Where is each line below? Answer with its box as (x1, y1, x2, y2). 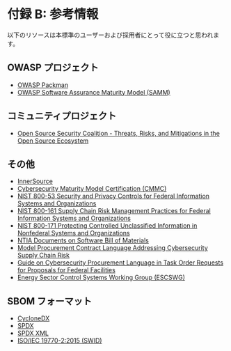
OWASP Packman (17, 81, 68, 89)
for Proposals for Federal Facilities (17, 266, 116, 274)
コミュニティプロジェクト (7, 110, 117, 122)
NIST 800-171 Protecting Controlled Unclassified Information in (17, 221, 198, 230)
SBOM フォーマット (7, 295, 93, 307)
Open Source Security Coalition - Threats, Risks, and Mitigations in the (17, 129, 221, 137)
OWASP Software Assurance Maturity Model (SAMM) (17, 88, 170, 96)
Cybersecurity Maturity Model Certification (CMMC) (17, 185, 167, 193)
